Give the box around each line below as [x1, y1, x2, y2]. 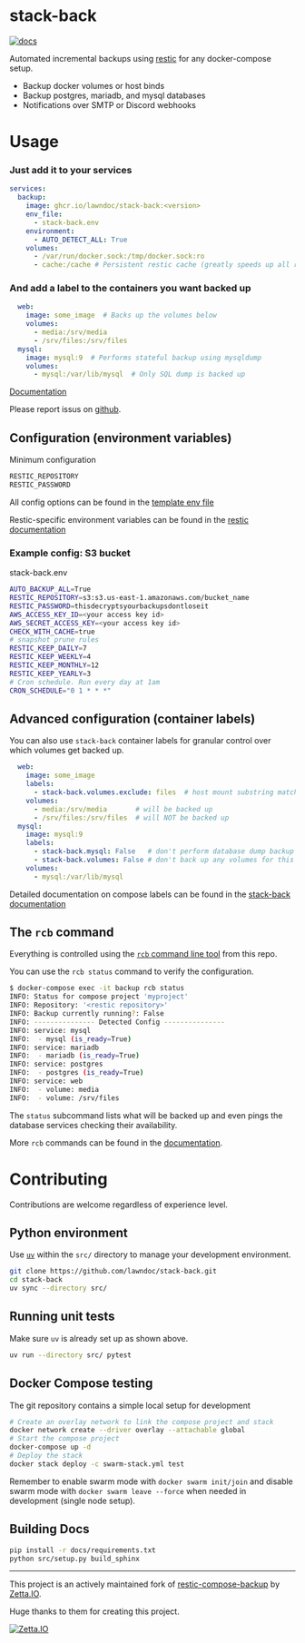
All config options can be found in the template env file [9, 497, 215, 507]
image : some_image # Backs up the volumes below [25, 310, 218, 320]
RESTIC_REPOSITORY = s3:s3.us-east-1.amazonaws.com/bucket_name [9, 594, 250, 603]
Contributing [9, 1168, 108, 1189]
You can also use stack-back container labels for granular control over [9, 735, 271, 746]
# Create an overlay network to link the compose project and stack [9, 1417, 274, 1426]
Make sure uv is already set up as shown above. [9, 1333, 189, 1343]
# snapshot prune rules [9, 635, 100, 644]
